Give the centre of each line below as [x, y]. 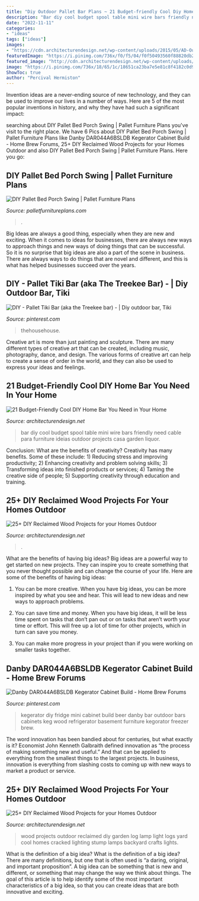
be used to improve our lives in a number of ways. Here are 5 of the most [95, 101]
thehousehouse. [40, 330]
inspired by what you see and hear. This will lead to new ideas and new [101, 595]
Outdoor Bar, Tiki [38, 293]
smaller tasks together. [43, 650]
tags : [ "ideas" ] [26, 39]
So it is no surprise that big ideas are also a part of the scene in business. [96, 252]
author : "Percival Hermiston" [44, 78]
